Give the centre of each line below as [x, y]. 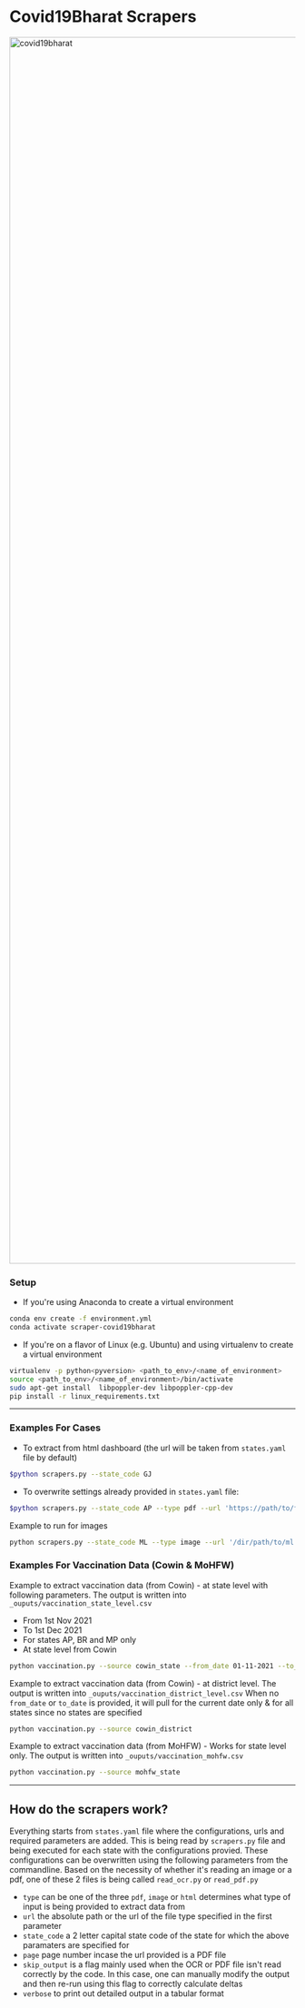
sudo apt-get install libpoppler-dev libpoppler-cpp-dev [121, 1388]
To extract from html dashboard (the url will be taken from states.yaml [154, 1448]
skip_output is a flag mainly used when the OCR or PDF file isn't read [152, 1964]
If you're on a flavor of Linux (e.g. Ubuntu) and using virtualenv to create [158, 1344]
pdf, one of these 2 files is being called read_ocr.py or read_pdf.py [134, 1879]
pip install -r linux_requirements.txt [85, 1396]
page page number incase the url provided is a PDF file [124, 1955]
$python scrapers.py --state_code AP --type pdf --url [115, 1508]
